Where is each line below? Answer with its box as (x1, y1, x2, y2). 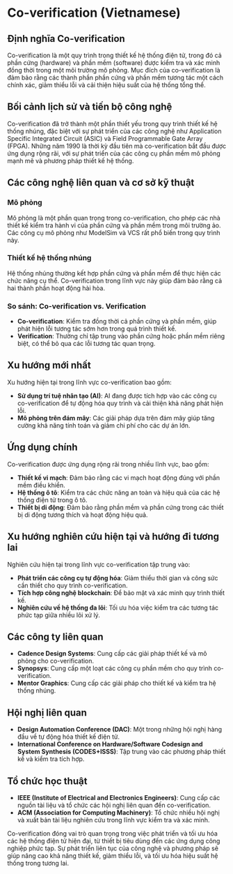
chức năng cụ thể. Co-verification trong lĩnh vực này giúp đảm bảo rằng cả (7, 276, 223, 285)
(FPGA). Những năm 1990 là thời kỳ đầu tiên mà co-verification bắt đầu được (7, 142, 227, 150)
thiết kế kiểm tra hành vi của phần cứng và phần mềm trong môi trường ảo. (7, 221, 221, 229)
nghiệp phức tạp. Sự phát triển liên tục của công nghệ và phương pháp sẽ (7, 844, 219, 852)
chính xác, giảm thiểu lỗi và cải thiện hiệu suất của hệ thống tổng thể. (7, 81, 207, 89)
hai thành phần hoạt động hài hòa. (7, 284, 106, 292)
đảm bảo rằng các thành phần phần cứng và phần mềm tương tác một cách (7, 73, 224, 82)
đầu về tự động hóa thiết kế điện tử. (17, 732, 120, 741)
